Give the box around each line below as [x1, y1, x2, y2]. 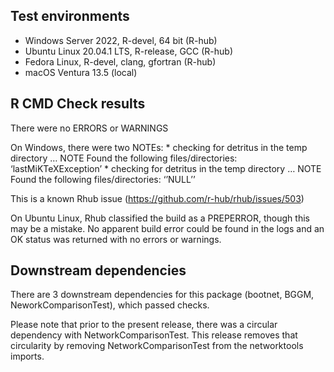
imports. [10, 350, 45, 363]
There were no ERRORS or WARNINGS [10, 122, 169, 134]
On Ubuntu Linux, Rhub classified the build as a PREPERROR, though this [10, 212, 310, 224]
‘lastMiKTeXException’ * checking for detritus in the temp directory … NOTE [10, 162, 322, 174]
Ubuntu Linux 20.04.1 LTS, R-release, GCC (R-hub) [24, 45, 234, 57]
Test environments [10, 8, 130, 25]
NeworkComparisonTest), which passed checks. [10, 299, 210, 311]
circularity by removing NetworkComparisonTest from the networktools [10, 340, 304, 352]
